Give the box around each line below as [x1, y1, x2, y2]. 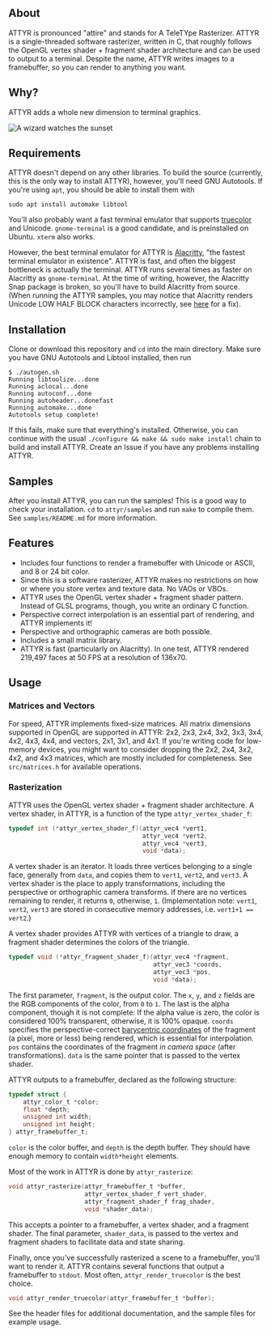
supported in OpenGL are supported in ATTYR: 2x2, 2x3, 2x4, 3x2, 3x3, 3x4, [8, 727, 264, 737]
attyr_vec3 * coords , [153, 960, 222, 969]
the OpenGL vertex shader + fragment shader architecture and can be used [8, 44, 260, 55]
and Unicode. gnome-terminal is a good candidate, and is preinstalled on [8, 223, 249, 233]
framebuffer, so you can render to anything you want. [8, 62, 187, 72]
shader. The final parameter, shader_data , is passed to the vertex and [8, 1228, 239, 1238]
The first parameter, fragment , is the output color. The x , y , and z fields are [8, 990, 255, 1000]
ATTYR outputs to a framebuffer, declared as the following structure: [8, 1074, 237, 1084]
